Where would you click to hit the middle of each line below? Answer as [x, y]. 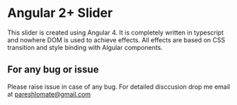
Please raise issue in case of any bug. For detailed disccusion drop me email [119, 87]
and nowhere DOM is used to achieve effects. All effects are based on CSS [116, 39]
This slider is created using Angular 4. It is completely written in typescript [116, 32]
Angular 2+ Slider [60, 13]
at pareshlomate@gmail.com [49, 94]
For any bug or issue [53, 69]
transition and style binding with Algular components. [85, 47]
